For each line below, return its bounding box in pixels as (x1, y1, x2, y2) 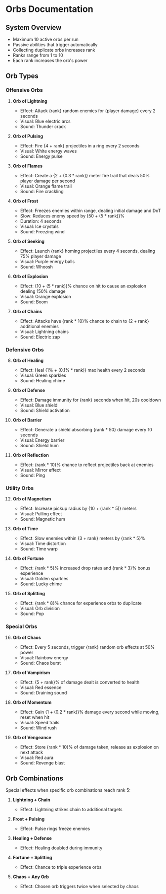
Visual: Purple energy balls (20, 258, 75, 264)
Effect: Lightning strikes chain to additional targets (20, 807, 123, 813)
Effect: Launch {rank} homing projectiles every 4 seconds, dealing (20, 248, 155, 254)
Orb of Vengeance (12, 734, 51, 740)
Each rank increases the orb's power (12, 58, 88, 63)
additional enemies (20, 323, 59, 329)
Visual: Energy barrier (20, 437, 65, 443)
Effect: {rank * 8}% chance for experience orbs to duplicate (20, 600, 142, 606)
